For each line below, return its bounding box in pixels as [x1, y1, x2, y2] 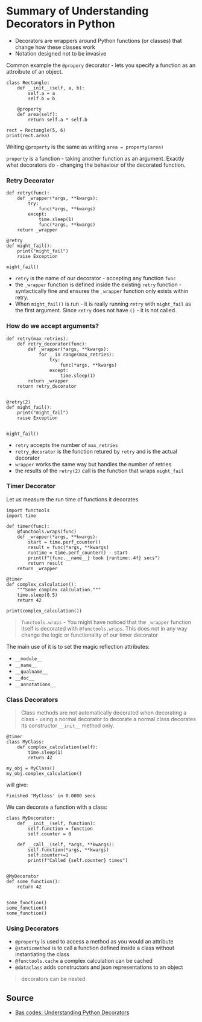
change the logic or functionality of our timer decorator [21, 631, 159, 638]
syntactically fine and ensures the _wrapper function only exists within [14, 288, 189, 295]
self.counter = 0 [28, 831, 71, 837]
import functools [6, 507, 50, 513]
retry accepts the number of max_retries [14, 441, 118, 448]
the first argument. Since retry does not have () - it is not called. [14, 307, 177, 314]
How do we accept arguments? [6, 322, 99, 330]
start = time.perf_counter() [28, 539, 101, 545]
